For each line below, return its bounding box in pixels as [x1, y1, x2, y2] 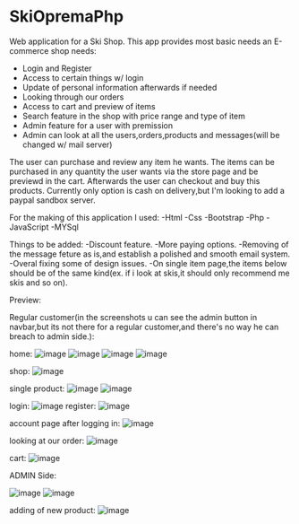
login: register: [9, 400, 97, 411]
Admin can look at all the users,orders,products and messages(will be [21, 129, 280, 140]
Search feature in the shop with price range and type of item [21, 110, 246, 121]
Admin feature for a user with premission [21, 119, 173, 131]
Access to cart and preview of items [21, 100, 156, 111]
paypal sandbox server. [9, 195, 96, 205]
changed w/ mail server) [21, 139, 113, 150]
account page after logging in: [9, 417, 121, 428]
